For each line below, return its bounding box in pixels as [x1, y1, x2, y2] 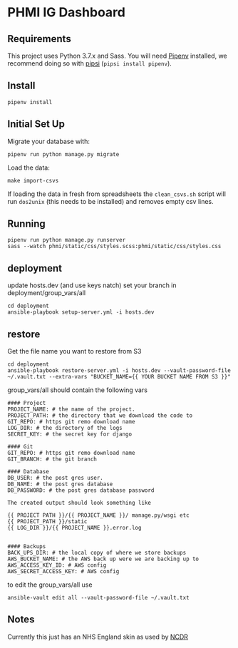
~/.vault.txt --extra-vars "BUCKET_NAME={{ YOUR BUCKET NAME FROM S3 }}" [7, 374, 232, 381]
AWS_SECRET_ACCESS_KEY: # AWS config [7, 568, 120, 575]
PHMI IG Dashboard [7, 4, 126, 21]
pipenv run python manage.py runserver [7, 237, 126, 244]
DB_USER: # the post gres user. [7, 475, 103, 482]
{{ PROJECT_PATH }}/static [7, 518, 88, 525]
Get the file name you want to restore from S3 [7, 347, 142, 356]
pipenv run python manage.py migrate [7, 150, 120, 158]
